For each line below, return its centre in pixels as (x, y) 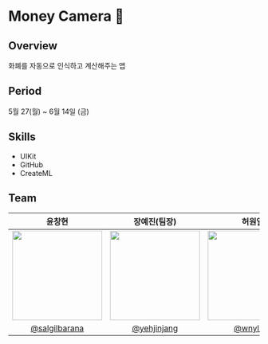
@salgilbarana (57, 328)
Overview (33, 46)
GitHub (32, 164)
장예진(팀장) (155, 222)
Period (25, 91)
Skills (22, 137)
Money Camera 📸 (66, 16)
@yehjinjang (155, 328)
